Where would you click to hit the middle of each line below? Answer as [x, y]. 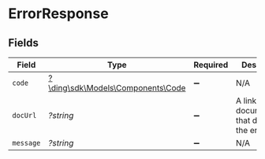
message [26, 143]
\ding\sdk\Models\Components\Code [117, 88]
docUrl [24, 115]
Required [211, 65]
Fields [24, 43]
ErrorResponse [58, 14]
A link [246, 101]
